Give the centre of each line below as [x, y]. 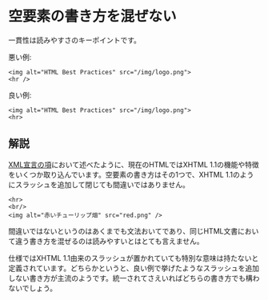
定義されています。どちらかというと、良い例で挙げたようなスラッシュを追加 [134, 268]
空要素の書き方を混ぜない [93, 16]
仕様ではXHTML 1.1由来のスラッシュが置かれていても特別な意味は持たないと [134, 258]
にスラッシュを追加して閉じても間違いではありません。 [99, 184]
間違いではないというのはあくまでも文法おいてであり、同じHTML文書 [123, 231]
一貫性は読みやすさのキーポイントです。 [75, 40]
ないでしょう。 [33, 288]
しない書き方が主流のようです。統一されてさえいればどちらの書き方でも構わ [134, 278]
